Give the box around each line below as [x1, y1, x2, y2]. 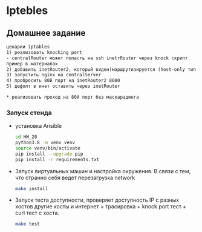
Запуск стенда [6, 108, 53, 117]
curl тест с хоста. [15, 210, 59, 217]
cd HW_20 [15, 134, 37, 140]
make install [15, 185, 48, 191]
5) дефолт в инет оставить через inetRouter [6, 83, 120, 90]
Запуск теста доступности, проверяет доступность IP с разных [15, 196, 180, 204]
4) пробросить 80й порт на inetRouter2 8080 [6, 78, 120, 84]
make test [15, 221, 41, 227]
